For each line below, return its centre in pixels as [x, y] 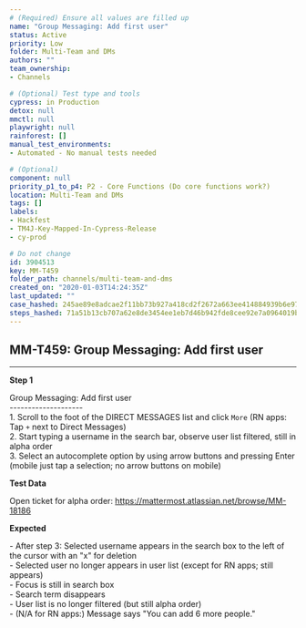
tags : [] [26, 203]
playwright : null [42, 128]
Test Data [28, 483]
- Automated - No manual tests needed [83, 153]
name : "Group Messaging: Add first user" [89, 26]
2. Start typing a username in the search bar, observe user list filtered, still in [153, 437]
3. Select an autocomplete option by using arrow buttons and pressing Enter [153, 456]
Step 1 [21, 380]
